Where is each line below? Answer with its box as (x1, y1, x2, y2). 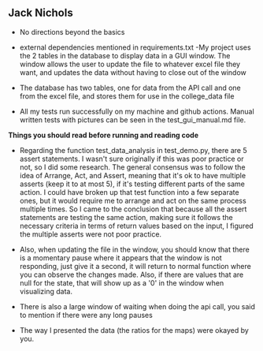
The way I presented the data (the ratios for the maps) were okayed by (19, 325, 250, 334)
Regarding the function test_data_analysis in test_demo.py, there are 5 (19, 145, 247, 155)
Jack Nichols (8, 6, 73, 20)
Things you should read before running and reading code (8, 130, 199, 140)
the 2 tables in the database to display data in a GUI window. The (19, 50, 231, 60)
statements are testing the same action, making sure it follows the (19, 212, 234, 222)
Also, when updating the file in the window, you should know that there (19, 245, 250, 254)
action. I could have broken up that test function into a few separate (19, 187, 239, 196)
